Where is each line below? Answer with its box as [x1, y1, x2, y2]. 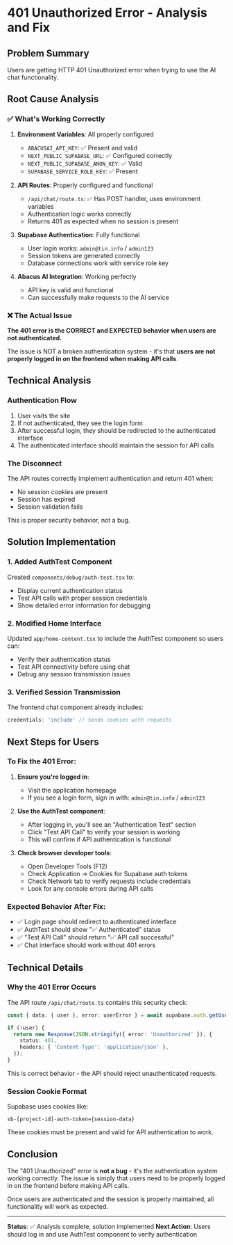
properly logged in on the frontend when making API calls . [7, 354, 178, 363]
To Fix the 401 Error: [7, 756, 76, 766]
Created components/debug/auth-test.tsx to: [7, 573, 135, 581]
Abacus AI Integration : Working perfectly [17, 272, 137, 280]
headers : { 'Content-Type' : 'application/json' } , [19, 1044, 169, 1051]
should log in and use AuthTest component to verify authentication [7, 1230, 198, 1239]
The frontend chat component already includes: [7, 703, 144, 711]
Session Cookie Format [7, 1086, 87, 1096]
